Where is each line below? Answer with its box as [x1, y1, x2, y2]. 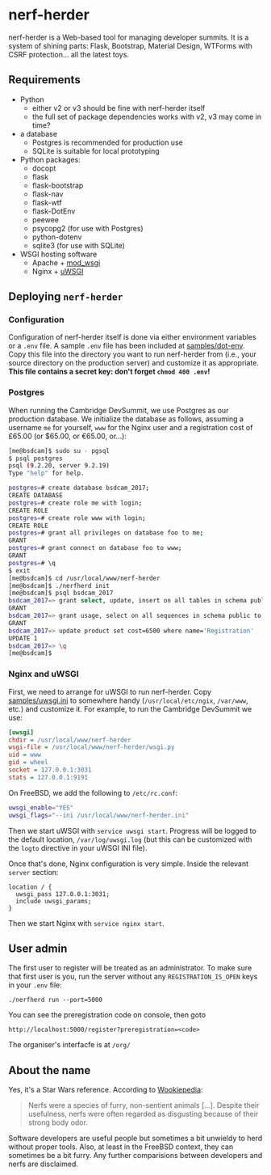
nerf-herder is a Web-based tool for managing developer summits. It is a [8, 32, 249, 42]
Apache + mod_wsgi [31, 257, 101, 268]
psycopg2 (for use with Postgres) [31, 223, 144, 233]
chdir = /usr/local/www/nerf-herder [8, 736, 131, 744]
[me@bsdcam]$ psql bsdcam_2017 [8, 589, 114, 598]
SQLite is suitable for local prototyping [31, 146, 160, 155]
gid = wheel [8, 759, 48, 767]
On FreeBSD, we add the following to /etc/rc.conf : [8, 788, 178, 797]
